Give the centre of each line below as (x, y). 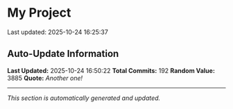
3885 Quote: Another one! (45, 78)
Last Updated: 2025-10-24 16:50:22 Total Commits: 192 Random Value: (111, 70)
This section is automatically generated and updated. (84, 98)
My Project (39, 13)
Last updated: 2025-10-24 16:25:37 (58, 32)
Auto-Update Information (63, 54)
